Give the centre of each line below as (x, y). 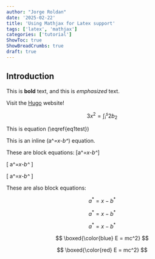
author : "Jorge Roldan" (36, 12)
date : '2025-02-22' (31, 18)
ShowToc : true (24, 40)
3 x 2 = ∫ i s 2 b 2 (102, 116)
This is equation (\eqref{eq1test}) (48, 129)
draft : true (21, 52)
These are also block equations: (46, 188)
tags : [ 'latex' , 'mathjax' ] (42, 29)
